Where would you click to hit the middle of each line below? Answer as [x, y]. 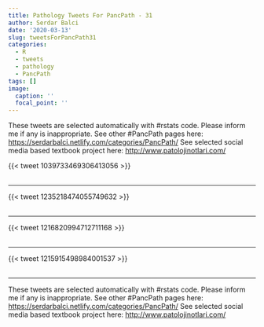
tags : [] [22, 81]
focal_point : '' [42, 103]
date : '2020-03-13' [40, 30]
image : [19, 88]
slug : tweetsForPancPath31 [52, 37]
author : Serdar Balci [44, 23]
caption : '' [35, 96]
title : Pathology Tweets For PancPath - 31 [81, 15]
